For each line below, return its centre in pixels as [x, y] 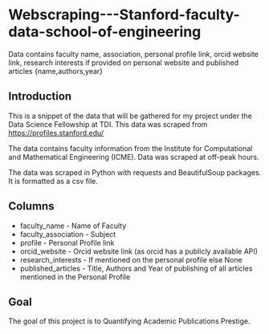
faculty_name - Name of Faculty [73, 226]
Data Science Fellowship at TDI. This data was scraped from [108, 124]
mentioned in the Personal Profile [75, 277]
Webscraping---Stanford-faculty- [124, 15]
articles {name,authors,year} [55, 71]
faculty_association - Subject [68, 234]
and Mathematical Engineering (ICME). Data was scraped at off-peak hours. [134, 157]
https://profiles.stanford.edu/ [56, 132]
